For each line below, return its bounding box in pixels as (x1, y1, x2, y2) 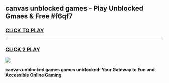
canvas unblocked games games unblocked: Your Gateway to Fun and (5, 66, 155, 72)
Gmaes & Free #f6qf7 (5, 12, 73, 21)
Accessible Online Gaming (5, 72, 62, 78)
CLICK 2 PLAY (5, 46, 40, 53)
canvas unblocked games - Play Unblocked (5, 4, 144, 13)
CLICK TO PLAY (5, 27, 44, 34)
